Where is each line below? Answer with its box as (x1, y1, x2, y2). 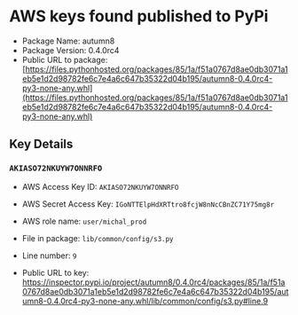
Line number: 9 (21, 250, 77, 261)
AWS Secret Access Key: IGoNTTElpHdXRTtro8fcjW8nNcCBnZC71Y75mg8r (21, 198, 275, 209)
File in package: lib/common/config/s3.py (21, 232, 175, 243)
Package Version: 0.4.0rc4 (21, 44, 120, 55)
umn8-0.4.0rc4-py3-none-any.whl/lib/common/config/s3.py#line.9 (21, 295, 269, 306)
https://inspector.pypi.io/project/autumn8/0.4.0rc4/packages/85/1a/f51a (21, 277, 286, 287)
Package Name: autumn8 (21, 35, 115, 46)
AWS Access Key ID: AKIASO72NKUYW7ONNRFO (21, 181, 179, 192)
